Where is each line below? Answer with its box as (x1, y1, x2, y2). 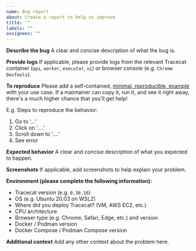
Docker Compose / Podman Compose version (14, 227, 128, 234)
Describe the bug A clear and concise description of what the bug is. (6, 47, 176, 54)
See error (14, 137, 39, 144)
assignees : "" (6, 31, 42, 37)
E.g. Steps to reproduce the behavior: (6, 107, 98, 114)
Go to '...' (14, 118, 37, 125)
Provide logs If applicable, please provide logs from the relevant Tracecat (6, 59, 186, 66)
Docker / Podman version (14, 220, 77, 228)
